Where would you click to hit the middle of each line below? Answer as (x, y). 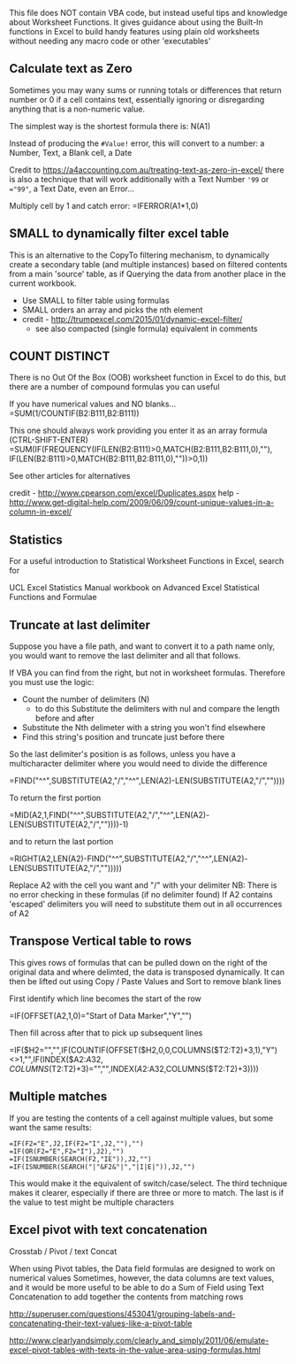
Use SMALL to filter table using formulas (95, 300)
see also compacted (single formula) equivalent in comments (146, 328)
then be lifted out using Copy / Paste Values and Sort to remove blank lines (145, 981)
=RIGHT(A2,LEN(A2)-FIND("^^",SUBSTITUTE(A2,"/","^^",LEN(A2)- (129, 859)
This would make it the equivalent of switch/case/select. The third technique (148, 1183)
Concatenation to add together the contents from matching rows (126, 1297)
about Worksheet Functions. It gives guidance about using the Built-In (136, 22)
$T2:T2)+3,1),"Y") (246, 1050)
